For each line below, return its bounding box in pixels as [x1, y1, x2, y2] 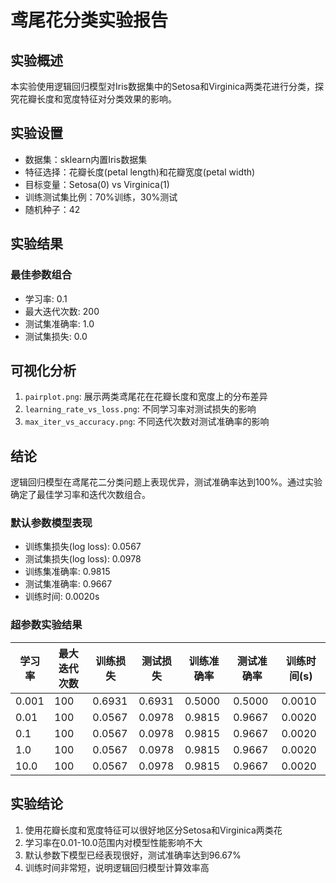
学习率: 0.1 [24, 292, 68, 305]
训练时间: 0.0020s [24, 591, 100, 603]
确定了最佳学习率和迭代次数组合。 [10, 489, 151, 501]
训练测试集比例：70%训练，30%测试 [24, 191, 178, 203]
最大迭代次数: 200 [24, 305, 100, 317]
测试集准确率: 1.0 [24, 317, 95, 330]
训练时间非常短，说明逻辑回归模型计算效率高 [24, 861, 210, 873]
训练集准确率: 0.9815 [24, 566, 111, 578]
